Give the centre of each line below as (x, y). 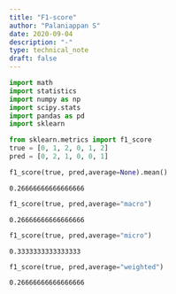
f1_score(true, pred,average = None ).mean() (88, 172)
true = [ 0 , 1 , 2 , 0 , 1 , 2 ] (59, 148)
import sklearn (37, 124)
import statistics (43, 91)
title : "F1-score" (43, 17)
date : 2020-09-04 (41, 34)
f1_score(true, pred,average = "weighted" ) (87, 267)
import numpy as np (45, 99)
